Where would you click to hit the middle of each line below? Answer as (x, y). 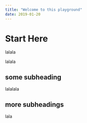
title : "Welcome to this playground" (44, 10)
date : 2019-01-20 (23, 14)
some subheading (33, 77)
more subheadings (34, 105)
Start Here (27, 39)
